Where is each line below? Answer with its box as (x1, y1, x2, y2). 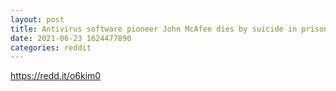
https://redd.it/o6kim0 (10, 70, 102, 82)
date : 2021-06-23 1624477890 (10, 33, 132, 43)
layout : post (10, 14, 65, 25)
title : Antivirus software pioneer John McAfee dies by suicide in (10, 24, 298, 34)
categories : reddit (10, 42, 92, 53)
